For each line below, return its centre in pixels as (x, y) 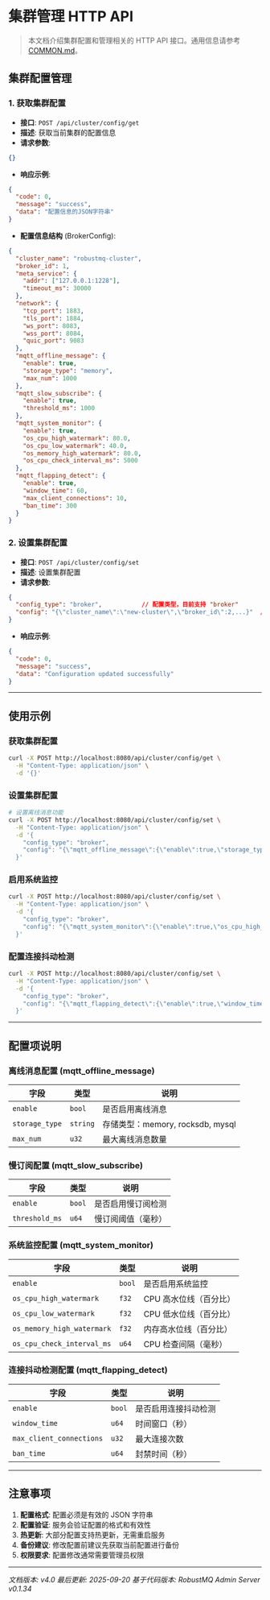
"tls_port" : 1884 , (53, 318)
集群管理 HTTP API (71, 17)
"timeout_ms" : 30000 (57, 288)
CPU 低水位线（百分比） (189, 1314)
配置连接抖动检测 (41, 956)
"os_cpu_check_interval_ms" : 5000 (80, 461)
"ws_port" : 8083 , (52, 326)
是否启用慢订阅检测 (130, 1204)
